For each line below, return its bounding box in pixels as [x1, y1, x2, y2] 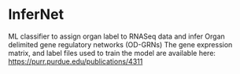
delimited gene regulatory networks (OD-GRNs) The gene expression [8, 39, 233, 49]
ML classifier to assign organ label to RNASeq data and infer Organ [8, 31, 226, 41]
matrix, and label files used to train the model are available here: [8, 48, 216, 57]
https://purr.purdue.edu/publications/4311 [8, 57, 143, 66]
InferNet [8, 6, 65, 24]
